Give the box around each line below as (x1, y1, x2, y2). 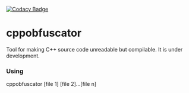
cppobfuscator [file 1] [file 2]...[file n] (6, 81, 97, 88)
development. (6, 52, 40, 59)
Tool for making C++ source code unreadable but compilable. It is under (6, 46, 183, 53)
